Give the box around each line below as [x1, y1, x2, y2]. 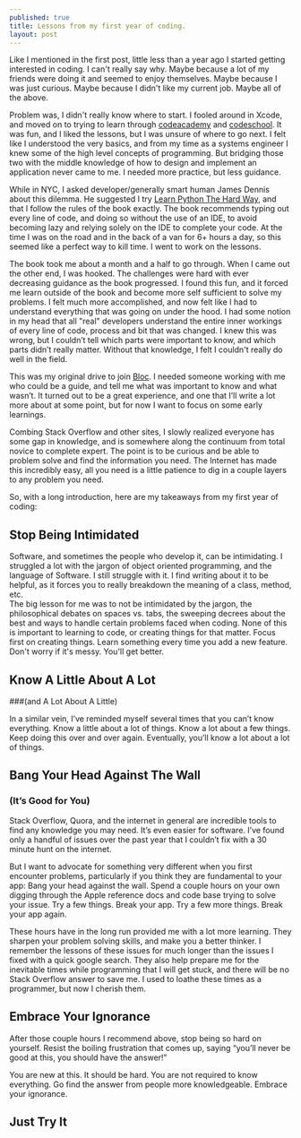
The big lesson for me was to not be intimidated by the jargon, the [9, 599, 253, 609]
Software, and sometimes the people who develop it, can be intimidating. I [9, 551, 283, 562]
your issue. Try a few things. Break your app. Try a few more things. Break [9, 899, 284, 910]
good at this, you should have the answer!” [9, 1052, 168, 1063]
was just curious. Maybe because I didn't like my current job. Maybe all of [9, 82, 282, 94]
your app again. [9, 909, 67, 919]
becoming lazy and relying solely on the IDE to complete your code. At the [9, 222, 283, 233]
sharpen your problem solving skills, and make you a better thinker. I [9, 935, 262, 946]
